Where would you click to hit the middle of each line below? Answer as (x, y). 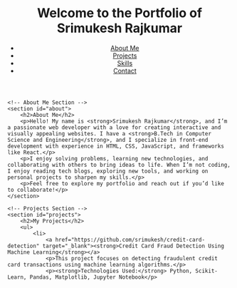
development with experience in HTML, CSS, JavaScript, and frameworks (116, 146)
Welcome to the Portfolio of (120, 13)
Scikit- (207, 271)
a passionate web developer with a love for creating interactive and (114, 127)
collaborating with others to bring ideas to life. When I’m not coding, (119, 165)
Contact (125, 71)
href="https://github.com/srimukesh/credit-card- (130, 240)
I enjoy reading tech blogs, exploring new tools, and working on (108, 171)
